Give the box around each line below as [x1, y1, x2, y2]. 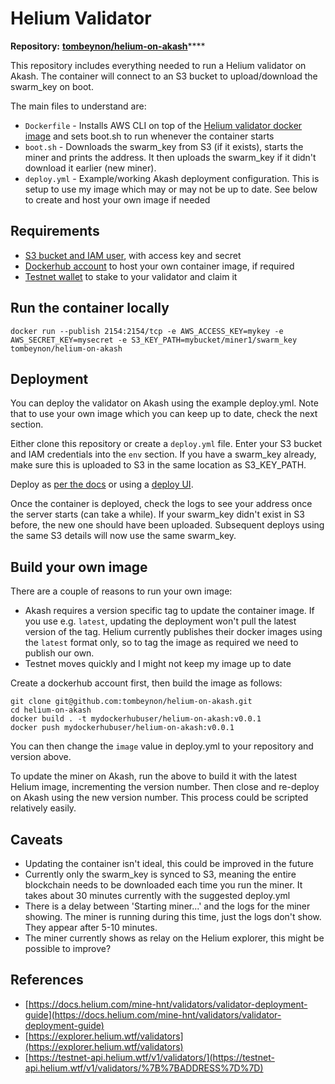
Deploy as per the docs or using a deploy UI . [10, 478, 194, 491]
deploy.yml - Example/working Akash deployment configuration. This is [24, 172, 320, 184]
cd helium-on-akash [10, 705, 92, 716]
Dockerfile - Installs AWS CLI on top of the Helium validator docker [24, 119, 303, 131]
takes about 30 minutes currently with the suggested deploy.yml [24, 890, 291, 901]
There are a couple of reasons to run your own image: [10, 585, 233, 597]
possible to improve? [24, 943, 112, 954]
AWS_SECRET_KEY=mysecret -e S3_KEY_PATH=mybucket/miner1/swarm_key [10, 335, 298, 345]
